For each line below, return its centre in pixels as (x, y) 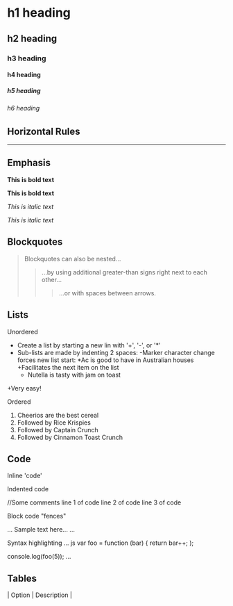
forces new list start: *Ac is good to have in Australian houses (105, 360)
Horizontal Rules (44, 131)
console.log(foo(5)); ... (39, 557)
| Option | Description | (40, 595)
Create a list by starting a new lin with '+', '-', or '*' (89, 345)
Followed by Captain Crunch (58, 429)
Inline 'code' (25, 476)
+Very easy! (24, 388)
